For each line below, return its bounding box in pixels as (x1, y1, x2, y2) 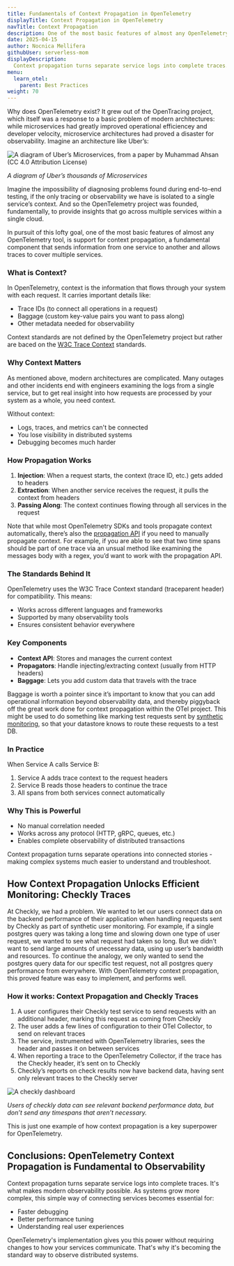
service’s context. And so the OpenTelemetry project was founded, (7, 200, 199, 208)
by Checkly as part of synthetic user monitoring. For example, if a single (7, 922, 214, 931)
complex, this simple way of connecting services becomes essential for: (7, 1194, 214, 1202)
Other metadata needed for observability (17, 319, 134, 328)
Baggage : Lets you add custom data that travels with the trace (17, 676, 197, 684)
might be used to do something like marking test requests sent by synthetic (7, 712, 224, 720)
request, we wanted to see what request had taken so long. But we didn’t (7, 937, 217, 945)
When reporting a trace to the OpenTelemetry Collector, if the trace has (17, 1052, 222, 1060)
